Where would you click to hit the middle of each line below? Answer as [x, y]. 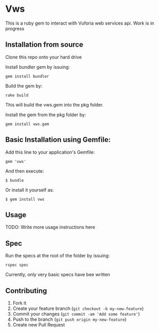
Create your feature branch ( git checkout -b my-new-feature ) [78, 308]
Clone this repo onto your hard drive [44, 57]
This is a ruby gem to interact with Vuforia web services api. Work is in [80, 23]
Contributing [26, 291]
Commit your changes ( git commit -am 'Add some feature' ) [76, 314]
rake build [17, 95]
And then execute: [25, 171]
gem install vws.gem [27, 124]
